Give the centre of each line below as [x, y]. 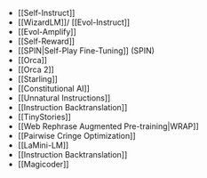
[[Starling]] [37, 79]
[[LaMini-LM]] [43, 145]
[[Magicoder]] [43, 164]
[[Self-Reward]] [46, 41]
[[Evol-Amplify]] [47, 32]
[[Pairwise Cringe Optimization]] [76, 136]
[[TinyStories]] [44, 117]
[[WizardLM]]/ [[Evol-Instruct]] [74, 22]
